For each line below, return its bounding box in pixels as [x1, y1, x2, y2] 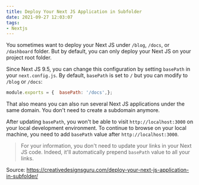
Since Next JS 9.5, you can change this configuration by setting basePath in [6, 66, 191, 73]
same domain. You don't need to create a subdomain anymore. [6, 107, 160, 114]
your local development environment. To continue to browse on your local [6, 125, 187, 132]
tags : [6, 20, 20, 25]
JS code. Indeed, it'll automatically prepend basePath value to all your [20, 149, 190, 156]
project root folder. [6, 54, 52, 61]
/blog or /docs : [6, 78, 43, 85]
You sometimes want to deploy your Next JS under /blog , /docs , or [6, 42, 170, 49]
